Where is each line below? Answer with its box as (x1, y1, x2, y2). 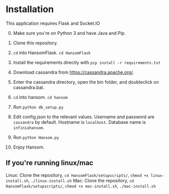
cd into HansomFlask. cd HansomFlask (13, 50, 91, 56)
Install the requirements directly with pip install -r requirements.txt (13, 59, 161, 65)
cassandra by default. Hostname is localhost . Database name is (13, 119, 146, 125)
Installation (6, 4, 54, 15)
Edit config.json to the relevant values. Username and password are (13, 114, 155, 120)
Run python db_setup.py (13, 104, 64, 110)
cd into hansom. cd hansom (13, 94, 68, 100)
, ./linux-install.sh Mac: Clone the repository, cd (28, 177, 135, 183)
